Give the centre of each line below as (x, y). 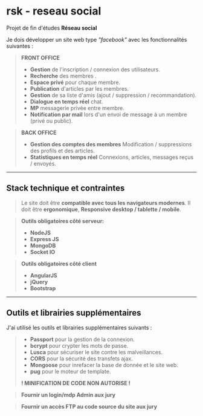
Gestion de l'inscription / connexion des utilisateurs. (95, 69)
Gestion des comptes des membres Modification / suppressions (111, 144)
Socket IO (43, 252)
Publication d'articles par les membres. (79, 88)
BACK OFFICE (39, 132)
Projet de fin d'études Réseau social (52, 28)
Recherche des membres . (63, 76)
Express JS (44, 239)
